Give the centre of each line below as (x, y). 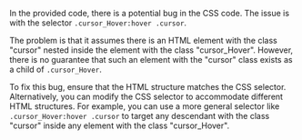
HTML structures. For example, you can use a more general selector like (145, 106)
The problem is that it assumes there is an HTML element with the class (143, 40)
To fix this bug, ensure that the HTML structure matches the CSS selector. (148, 87)
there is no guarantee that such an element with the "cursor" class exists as (151, 60)
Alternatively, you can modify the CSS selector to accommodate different (146, 96)
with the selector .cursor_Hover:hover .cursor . (98, 23)
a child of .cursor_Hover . (56, 69)
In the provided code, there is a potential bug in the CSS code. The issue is (149, 13)
